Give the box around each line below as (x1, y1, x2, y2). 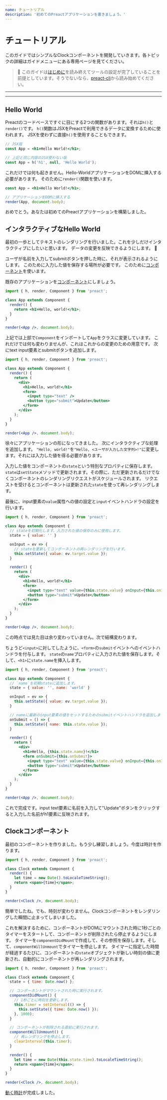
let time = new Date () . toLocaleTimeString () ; (14, 876, 110, 881)
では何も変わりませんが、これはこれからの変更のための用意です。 (18, 341, 153, 347)
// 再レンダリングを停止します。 (14, 1034, 73, 1039)
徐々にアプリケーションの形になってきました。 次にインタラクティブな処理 (5, 440, 158, 446)
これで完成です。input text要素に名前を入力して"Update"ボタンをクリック (5, 805, 156, 811)
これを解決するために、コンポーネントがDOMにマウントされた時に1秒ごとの (5, 924, 161, 930)
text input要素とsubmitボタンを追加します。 (9, 347, 99, 353)
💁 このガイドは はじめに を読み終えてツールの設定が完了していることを (17, 69, 161, 75)
